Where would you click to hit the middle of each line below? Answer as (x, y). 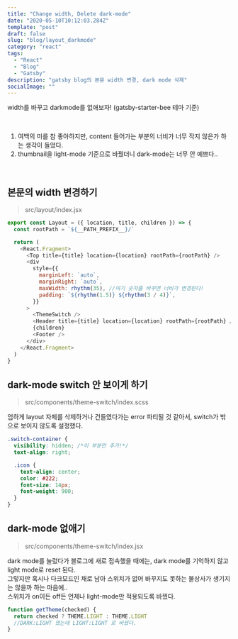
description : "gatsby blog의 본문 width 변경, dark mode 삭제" (97, 80)
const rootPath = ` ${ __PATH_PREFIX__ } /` (74, 229)
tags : (15, 54)
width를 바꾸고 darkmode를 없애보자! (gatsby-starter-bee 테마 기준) (103, 108)
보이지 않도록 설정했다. (52, 426)
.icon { (25, 465)
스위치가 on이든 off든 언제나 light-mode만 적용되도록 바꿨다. (91, 596)
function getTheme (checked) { (52, 610)
